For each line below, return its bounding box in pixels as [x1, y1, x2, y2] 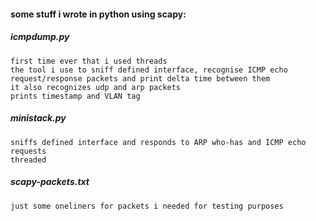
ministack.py [10, 112, 67, 124]
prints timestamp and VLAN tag [10, 91, 141, 101]
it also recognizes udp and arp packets [10, 82, 182, 92]
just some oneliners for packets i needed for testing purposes [10, 201, 284, 211]
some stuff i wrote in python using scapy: [10, 8, 187, 20]
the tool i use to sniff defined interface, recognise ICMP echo [10, 65, 288, 75]
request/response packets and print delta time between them [10, 73, 271, 84]
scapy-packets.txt [10, 176, 90, 188]
